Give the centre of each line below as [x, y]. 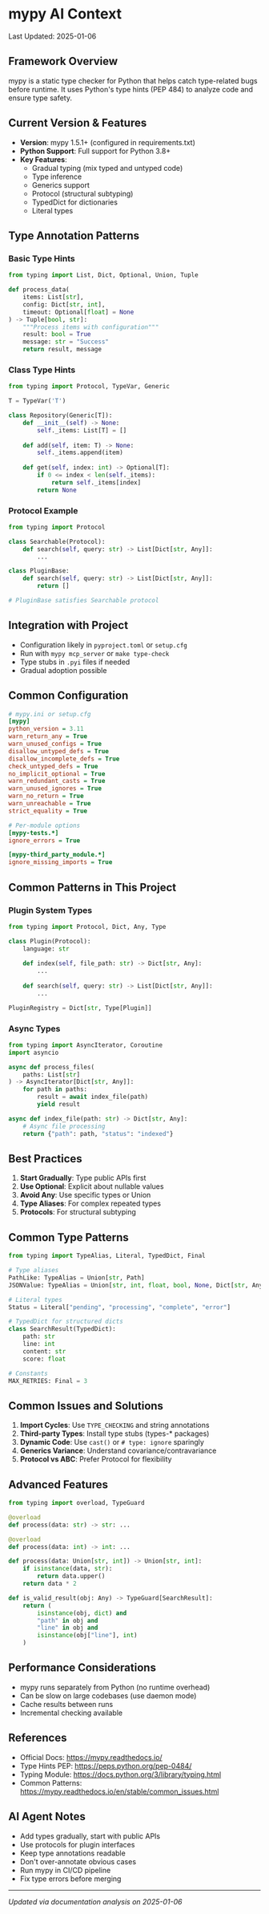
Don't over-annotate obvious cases [78, 1861]
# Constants [28, 1373]
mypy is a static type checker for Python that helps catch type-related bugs [133, 80]
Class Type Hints [42, 370]
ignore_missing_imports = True [60, 862]
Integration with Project [68, 625]
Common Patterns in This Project [92, 887]
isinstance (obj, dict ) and [82, 1613]
